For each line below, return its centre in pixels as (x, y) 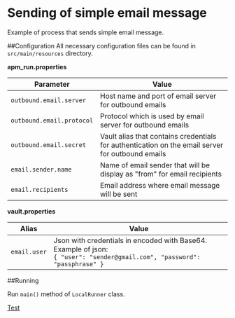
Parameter (52, 84)
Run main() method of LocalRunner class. (66, 294)
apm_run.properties (37, 67)
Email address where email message (160, 185)
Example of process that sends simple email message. (86, 32)
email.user (29, 251)
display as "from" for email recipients (161, 174)
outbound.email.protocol (52, 120)
